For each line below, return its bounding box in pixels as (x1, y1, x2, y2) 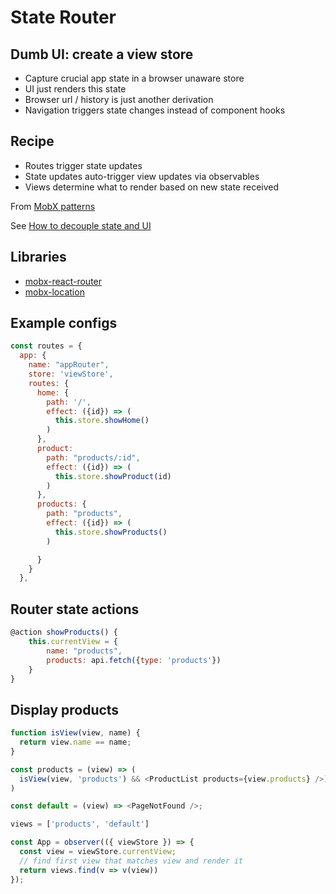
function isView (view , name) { (10, 728, 141, 738)
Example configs (10, 315, 118, 332)
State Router (10, 6, 117, 29)
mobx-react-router (24, 275, 103, 287)
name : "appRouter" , (28, 360, 110, 370)
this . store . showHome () (54, 416, 150, 426)
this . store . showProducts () (54, 527, 168, 537)
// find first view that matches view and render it (19, 856, 244, 866)
